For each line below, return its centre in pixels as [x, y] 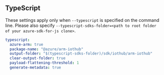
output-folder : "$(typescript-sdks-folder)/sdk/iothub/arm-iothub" [81, 54]
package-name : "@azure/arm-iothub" [47, 49]
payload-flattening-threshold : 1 [44, 63]
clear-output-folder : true [38, 58]
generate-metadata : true [35, 68]
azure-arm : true [26, 44]
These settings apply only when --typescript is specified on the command [82, 20]
